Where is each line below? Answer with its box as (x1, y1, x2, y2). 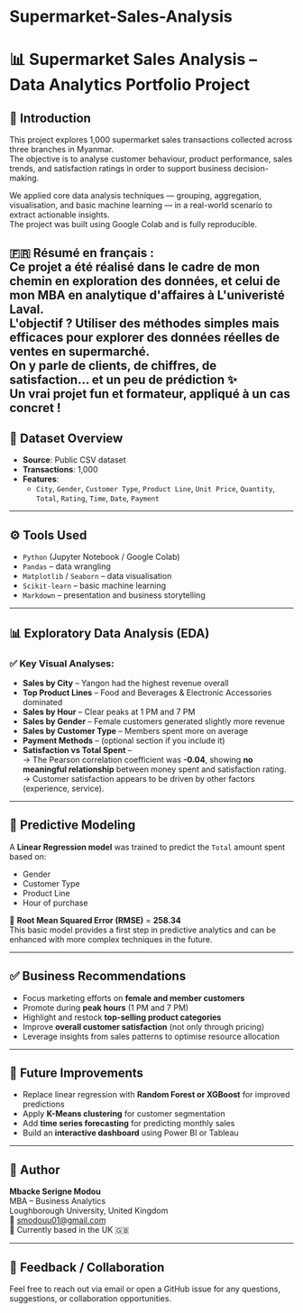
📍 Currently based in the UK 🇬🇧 (9, 1225, 130, 1235)
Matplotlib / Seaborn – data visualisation (22, 571, 172, 582)
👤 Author (9, 1161, 60, 1178)
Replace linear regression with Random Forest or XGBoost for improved (22, 1089, 290, 1100)
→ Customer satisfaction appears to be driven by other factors (22, 773, 255, 784)
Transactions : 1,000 (22, 464, 98, 475)
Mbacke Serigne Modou (9, 1186, 101, 1197)
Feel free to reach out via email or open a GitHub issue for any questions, (9, 1283, 281, 1294)
